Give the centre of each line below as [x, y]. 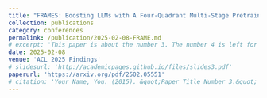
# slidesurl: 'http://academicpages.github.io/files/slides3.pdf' [120, 67]
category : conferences [46, 30]
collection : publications [51, 23]
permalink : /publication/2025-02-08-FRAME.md [85, 38]
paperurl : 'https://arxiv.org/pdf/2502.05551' [87, 74]
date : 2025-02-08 [37, 52]
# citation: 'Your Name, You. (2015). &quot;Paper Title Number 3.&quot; [133, 81]
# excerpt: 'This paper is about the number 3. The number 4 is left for [133, 45]
